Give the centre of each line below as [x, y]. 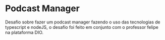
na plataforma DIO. [24, 32]
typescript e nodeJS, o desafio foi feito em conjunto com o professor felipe [82, 27]
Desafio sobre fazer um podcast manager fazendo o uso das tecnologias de [83, 22]
